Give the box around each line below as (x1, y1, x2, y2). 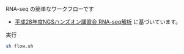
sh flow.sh (6, 43, 34, 49)
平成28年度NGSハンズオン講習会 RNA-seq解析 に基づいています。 (14, 18, 182, 25)
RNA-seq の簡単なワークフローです (6, 5, 94, 12)
